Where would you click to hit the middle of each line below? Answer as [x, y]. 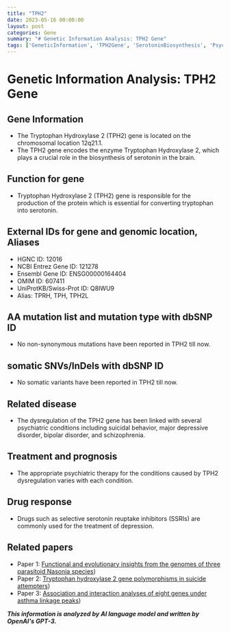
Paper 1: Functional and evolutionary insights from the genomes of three [119, 564]
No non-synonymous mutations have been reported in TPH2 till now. [114, 344]
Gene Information [45, 119]
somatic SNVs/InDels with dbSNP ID [86, 365]
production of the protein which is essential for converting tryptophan [115, 202]
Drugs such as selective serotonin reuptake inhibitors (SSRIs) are [108, 518]
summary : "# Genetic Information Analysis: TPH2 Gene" [87, 39]
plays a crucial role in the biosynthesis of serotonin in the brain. [106, 157]
